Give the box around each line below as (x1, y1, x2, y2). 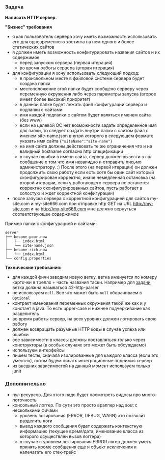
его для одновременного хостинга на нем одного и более (12, 39, 134, 45)
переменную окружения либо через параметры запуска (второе (19, 91, 156, 97)
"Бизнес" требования (5, 24, 53, 30)
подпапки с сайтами (19, 107, 63, 113)
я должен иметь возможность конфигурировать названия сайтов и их (12, 49, 160, 55)
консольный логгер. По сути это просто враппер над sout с (12, 402, 137, 408)
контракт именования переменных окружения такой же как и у (12, 300, 146, 306)
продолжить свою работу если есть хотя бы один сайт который (19, 170, 154, 175)
